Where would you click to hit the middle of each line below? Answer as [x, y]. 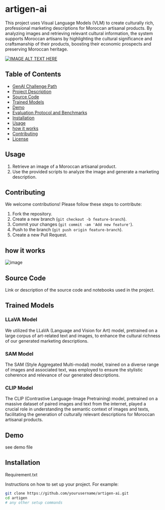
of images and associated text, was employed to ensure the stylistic [74, 369]
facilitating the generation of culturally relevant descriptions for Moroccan [80, 414]
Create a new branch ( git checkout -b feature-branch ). [69, 219]
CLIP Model [19, 388]
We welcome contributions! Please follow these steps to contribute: [73, 204]
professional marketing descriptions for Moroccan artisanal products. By [79, 28]
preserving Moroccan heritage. [37, 49]
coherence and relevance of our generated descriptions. [62, 375]
